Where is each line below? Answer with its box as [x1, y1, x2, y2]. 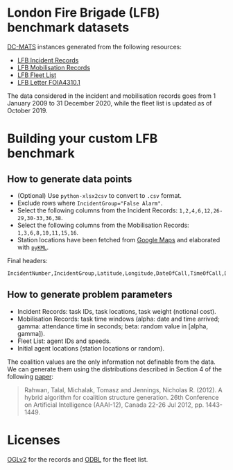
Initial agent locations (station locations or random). [17, 344, 165, 352]
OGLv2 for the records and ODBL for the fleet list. [7, 455, 148, 463]
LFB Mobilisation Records [17, 63, 91, 72]
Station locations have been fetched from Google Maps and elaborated [17, 235, 221, 244]
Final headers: [7, 256, 48, 265]
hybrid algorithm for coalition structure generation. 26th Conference [24, 393, 219, 401]
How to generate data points [7, 173, 132, 185]
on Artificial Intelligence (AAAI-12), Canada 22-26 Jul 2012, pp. [24, 401, 205, 409]
